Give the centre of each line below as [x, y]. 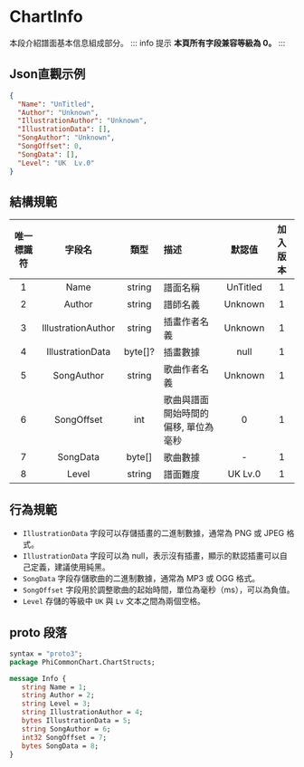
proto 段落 [38, 633]
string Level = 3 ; [56, 704]
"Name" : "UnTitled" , [56, 104]
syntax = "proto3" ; [46, 654]
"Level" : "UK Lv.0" [56, 163]
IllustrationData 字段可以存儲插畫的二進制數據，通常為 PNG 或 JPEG [153, 533]
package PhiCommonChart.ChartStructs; [82, 662]
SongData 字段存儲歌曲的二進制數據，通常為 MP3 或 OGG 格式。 [141, 579]
